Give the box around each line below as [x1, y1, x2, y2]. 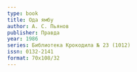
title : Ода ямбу [7, 16, 54, 23]
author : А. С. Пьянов [7, 23, 70, 29]
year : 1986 [7, 36, 39, 43]
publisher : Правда [7, 29, 60, 36]
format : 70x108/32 [7, 55, 60, 62]
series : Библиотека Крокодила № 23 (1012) [7, 42, 131, 49]
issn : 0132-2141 [7, 49, 54, 56]
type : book [7, 10, 39, 17]
